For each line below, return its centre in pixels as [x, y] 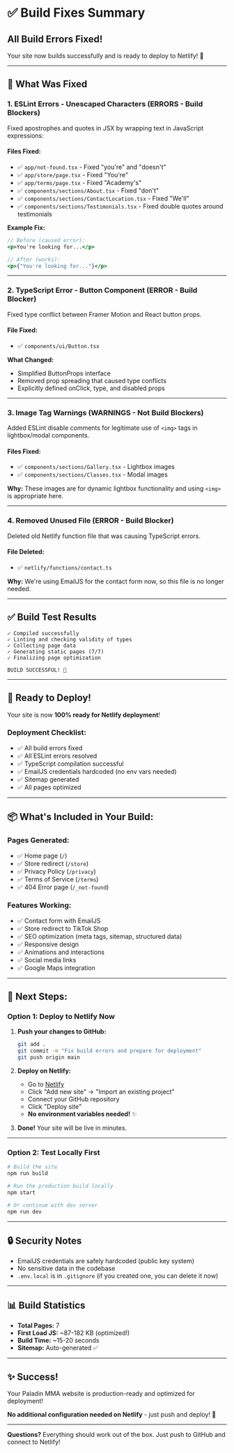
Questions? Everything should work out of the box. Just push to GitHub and [116, 1435]
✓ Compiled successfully [43, 633]
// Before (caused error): [46, 240]
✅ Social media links [47, 960]
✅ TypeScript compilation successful [70, 763]
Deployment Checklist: [47, 733]
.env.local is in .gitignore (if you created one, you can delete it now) [118, 1276]
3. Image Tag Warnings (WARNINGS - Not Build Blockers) [106, 412]
